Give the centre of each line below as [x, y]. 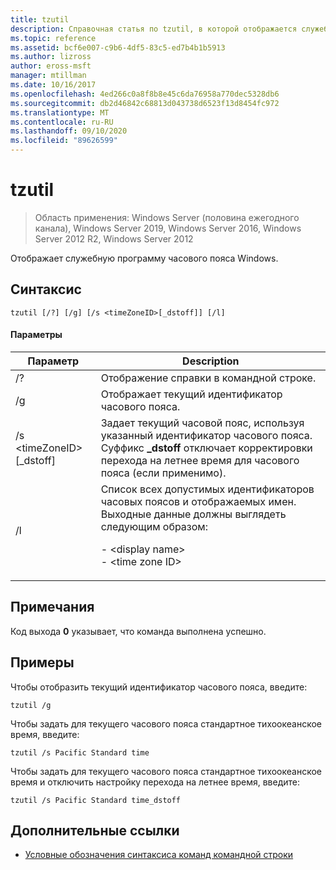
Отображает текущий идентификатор [191, 394]
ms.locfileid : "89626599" [64, 141]
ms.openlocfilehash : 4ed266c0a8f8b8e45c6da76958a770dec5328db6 [145, 94]
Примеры [42, 662]
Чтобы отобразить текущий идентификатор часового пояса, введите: [159, 687]
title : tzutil [40, 19]
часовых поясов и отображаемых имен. [198, 501]
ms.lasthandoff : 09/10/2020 [69, 131]
